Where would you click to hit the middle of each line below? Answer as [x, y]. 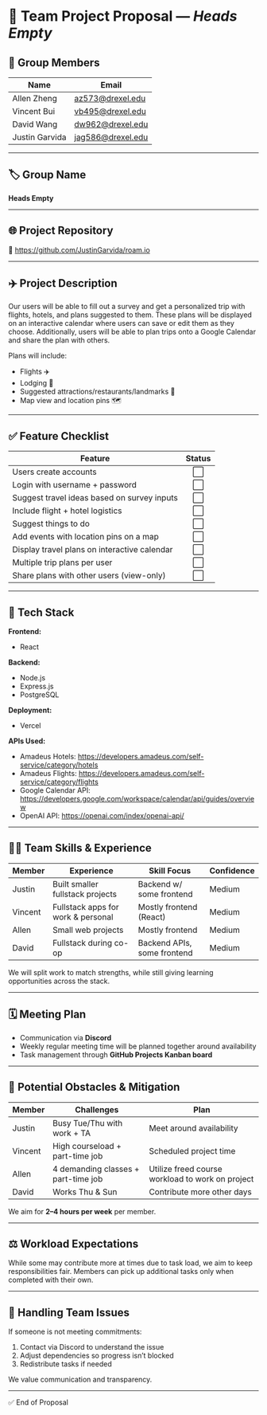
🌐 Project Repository [61, 231]
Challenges [97, 1109]
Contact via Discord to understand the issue [92, 1347]
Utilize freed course [186, 1169]
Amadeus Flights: [48, 774]
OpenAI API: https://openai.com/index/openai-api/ [102, 816]
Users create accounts [54, 472]
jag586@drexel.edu [111, 137]
